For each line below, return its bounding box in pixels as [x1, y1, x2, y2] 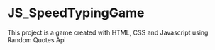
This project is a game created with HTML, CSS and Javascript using [7, 28, 209, 37]
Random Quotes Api [7, 35, 66, 44]
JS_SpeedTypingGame [7, 5, 145, 21]
